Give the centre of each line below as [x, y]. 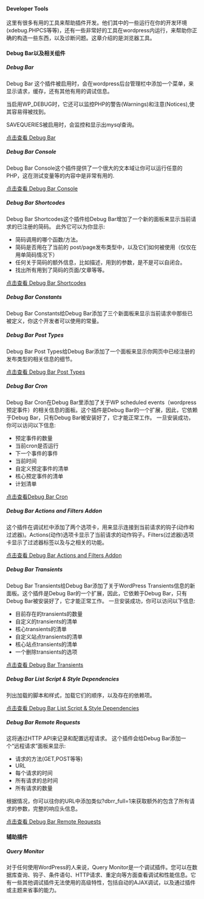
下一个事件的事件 [36, 453]
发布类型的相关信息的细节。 [41, 359]
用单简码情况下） [36, 254]
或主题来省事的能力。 [33, 890]
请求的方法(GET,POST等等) [49, 759]
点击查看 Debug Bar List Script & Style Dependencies [73, 708]
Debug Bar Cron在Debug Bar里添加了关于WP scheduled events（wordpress [101, 402]
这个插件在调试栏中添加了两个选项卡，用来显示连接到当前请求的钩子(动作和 [100, 527]
